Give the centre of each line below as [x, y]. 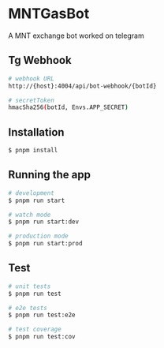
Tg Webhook [40, 60]
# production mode [38, 236]
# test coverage [35, 329]
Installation [36, 132]
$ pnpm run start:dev [44, 222]
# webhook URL [32, 79]
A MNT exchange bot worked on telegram [76, 36]
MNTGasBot [49, 14]
